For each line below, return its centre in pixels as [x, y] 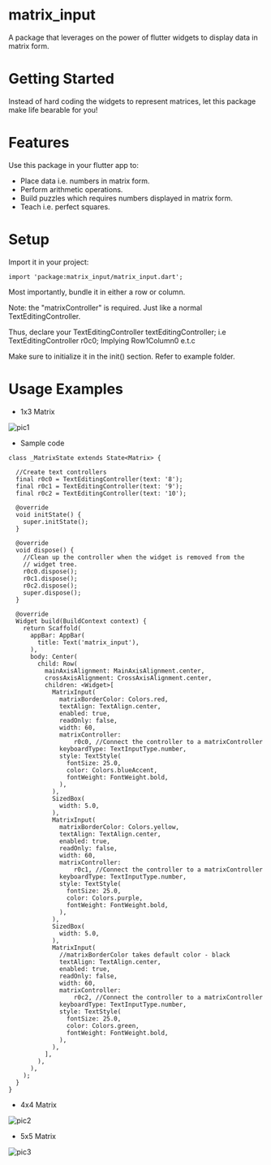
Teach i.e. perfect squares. [65, 206]
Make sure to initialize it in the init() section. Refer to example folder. [122, 356]
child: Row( [58, 664]
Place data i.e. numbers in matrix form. [85, 181]
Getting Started [62, 79]
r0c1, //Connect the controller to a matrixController [168, 870]
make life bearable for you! [53, 110]
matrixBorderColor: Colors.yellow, [120, 827]
